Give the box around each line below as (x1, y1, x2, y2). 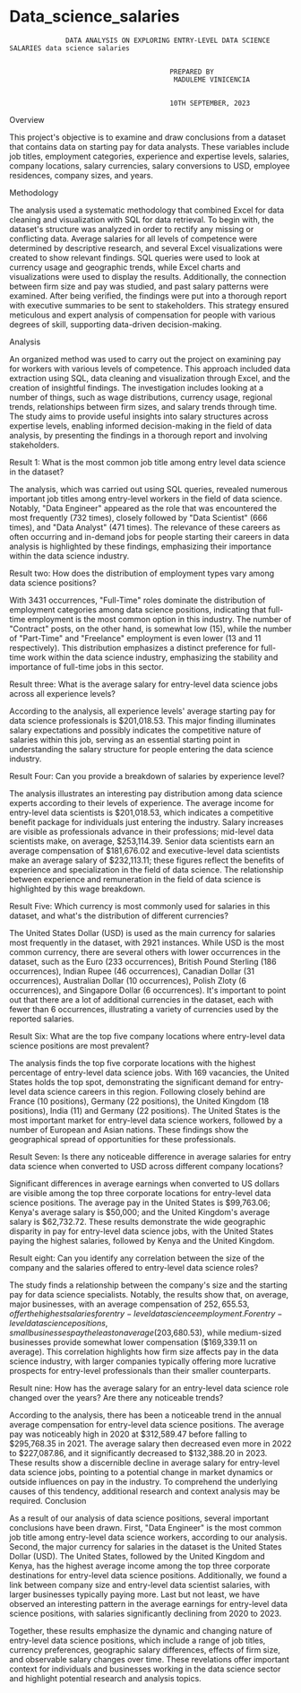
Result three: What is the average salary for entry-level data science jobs (9, 679, 279, 690)
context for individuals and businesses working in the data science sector (9, 1663, 281, 1674)
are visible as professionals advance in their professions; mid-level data (9, 826, 274, 837)
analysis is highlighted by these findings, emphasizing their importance (9, 541, 271, 551)
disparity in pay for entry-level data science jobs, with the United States (9, 1226, 274, 1237)
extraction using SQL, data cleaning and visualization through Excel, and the (9, 372, 291, 383)
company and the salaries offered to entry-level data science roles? (9, 1262, 259, 1272)
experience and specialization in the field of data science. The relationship (9, 864, 284, 875)
